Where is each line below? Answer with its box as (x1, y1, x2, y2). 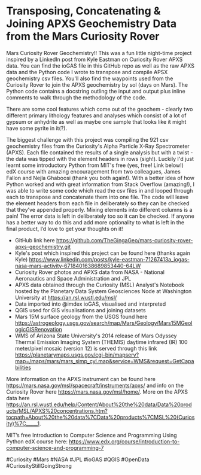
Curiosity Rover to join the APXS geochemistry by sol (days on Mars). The (6, 81, 188, 88)
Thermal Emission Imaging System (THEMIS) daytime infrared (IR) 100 (14, 338, 188, 345)
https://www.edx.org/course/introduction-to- (68, 438, 180, 445)
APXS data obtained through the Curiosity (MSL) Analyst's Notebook (14, 281, 184, 288)
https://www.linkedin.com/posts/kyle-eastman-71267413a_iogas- (29, 255, 190, 263)
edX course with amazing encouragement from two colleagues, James (6, 168, 181, 175)
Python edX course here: (6, 438, 68, 445)
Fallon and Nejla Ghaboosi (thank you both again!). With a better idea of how (6, 174, 194, 181)
